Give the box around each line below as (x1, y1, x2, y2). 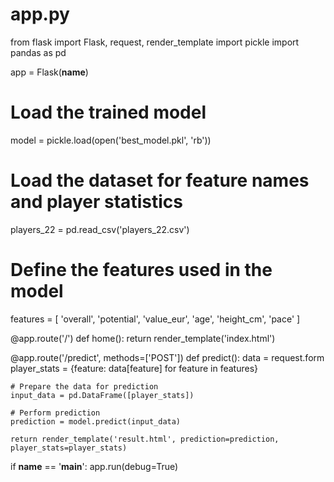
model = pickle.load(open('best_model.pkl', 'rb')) (10, 134, 212, 146)
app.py (10, 3, 70, 26)
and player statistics (10, 191, 183, 213)
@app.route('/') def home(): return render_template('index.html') (10, 332, 276, 344)
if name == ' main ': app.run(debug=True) (10, 460, 179, 472)
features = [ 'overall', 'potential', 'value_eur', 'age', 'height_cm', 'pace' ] (10, 313, 301, 325)
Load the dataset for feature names (10, 169, 310, 192)
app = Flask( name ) (10, 66, 89, 78)
